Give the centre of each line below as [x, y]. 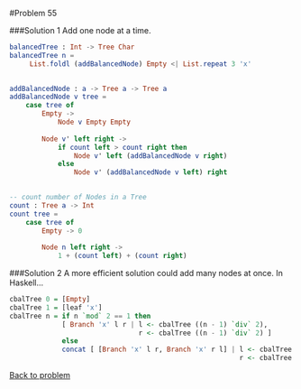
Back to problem [40, 375]
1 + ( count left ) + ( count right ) [122, 256]
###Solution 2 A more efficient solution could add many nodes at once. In [146, 273]
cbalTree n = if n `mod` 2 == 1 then [80, 316]
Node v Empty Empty [94, 122]
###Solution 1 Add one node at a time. [80, 30]
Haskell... [27, 282]
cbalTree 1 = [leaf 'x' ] [56, 307]
